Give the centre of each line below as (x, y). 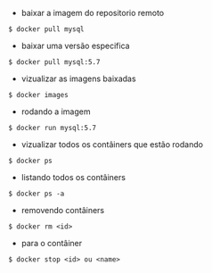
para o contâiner (52, 243)
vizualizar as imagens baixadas (78, 79)
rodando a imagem (56, 112)
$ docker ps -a (37, 194)
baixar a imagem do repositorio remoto (93, 13)
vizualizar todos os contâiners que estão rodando (112, 145)
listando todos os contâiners (73, 177)
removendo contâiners (62, 210)
